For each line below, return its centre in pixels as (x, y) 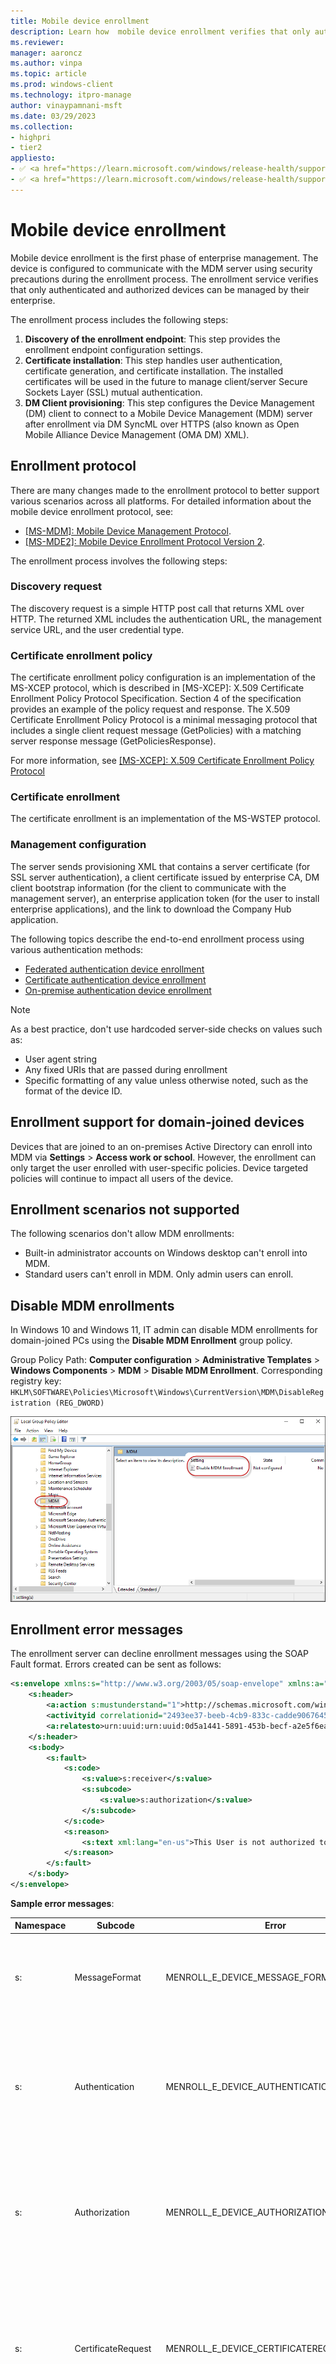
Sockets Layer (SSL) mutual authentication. (113, 392)
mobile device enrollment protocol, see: (92, 511)
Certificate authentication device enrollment (115, 979)
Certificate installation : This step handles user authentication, (153, 360)
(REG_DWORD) (79, 1403)
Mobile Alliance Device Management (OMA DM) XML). (137, 434)
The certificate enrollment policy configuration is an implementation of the (163, 677)
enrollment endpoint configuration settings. (114, 349)
